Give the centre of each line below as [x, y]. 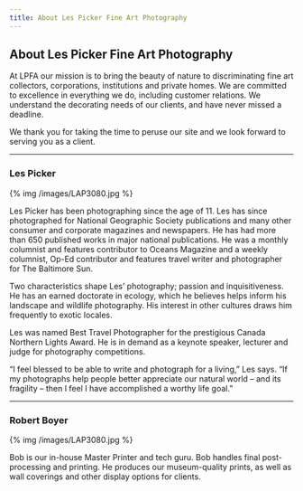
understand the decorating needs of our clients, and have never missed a [146, 105]
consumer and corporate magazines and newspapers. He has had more [143, 230]
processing [30, 467]
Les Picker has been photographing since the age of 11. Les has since [138, 211]
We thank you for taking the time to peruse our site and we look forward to [147, 132]
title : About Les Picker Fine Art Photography [98, 18]
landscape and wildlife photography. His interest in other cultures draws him [151, 305]
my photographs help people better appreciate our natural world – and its [145, 378]
